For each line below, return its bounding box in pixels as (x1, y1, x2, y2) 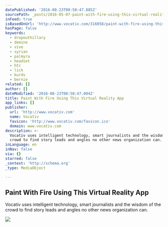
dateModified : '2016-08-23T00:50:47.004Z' (5, 91, 95, 96)
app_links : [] (5, 100, 35, 105)
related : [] (5, 81, 30, 86)
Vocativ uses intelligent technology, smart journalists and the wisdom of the (5, 201, 161, 207)
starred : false (5, 156, 37, 161)
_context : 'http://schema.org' (5, 160, 70, 165)
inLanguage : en (5, 142, 37, 147)
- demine (9, 40, 28, 45)
